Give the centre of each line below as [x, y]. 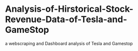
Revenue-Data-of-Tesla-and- [66, 19]
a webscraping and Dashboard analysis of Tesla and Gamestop [69, 43]
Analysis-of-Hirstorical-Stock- [69, 9]
